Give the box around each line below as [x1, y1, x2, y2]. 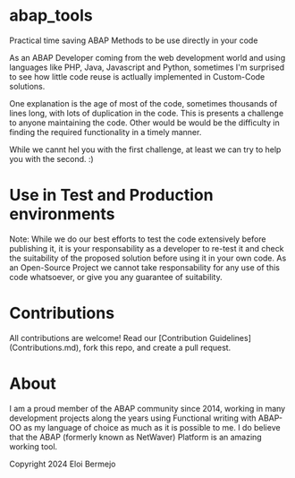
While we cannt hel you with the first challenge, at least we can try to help [9, 144, 282, 155]
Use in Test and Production [9, 185, 214, 206]
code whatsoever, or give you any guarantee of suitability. [9, 271, 223, 282]
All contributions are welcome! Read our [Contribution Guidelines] [9, 332, 252, 343]
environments [9, 204, 115, 225]
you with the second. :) [9, 153, 94, 164]
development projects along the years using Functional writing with [9, 413, 257, 423]
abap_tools [9, 5, 94, 26]
